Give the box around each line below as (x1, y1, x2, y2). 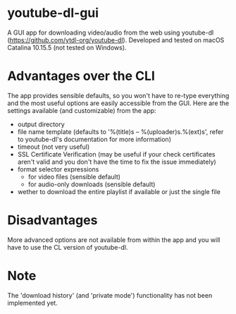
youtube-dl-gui (7, 5, 99, 21)
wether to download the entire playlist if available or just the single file (17, 187, 221, 195)
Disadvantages (7, 212, 98, 229)
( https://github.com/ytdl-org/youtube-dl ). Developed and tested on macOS (7, 35, 225, 44)
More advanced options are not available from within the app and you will (7, 235, 221, 244)
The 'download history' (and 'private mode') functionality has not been (7, 291, 213, 299)
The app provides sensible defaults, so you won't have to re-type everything (7, 91, 230, 99)
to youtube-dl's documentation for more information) (17, 135, 171, 143)
